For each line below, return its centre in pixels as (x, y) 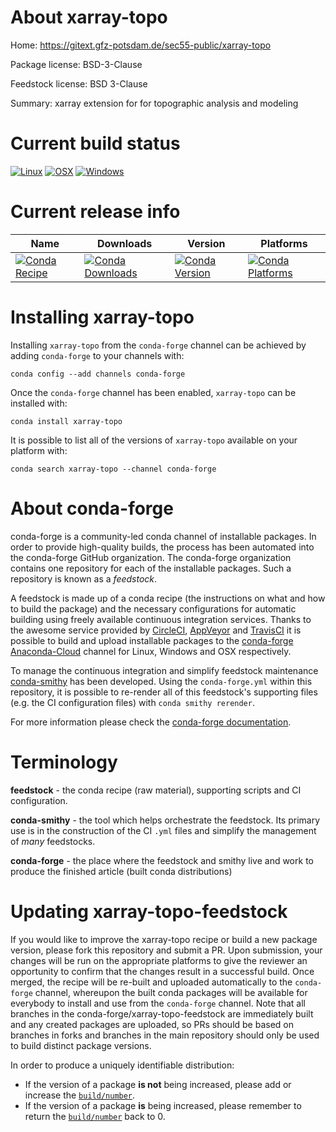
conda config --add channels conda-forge (98, 374)
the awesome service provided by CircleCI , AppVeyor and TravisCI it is (156, 630)
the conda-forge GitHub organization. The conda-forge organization (151, 557)
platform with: (39, 450)
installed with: (39, 403)
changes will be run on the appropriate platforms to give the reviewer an (159, 960)
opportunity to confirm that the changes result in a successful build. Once (162, 971)
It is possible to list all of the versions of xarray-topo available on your (154, 440)
